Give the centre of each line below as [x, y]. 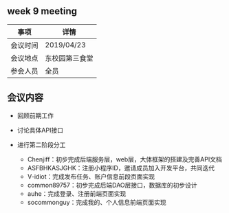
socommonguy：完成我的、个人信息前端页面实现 [97, 202]
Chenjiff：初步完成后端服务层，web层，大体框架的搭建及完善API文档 [124, 159]
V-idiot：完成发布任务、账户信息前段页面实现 [91, 176]
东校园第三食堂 [69, 58]
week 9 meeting [42, 11]
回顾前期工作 [35, 115]
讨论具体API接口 [40, 130]
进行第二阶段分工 [41, 144]
